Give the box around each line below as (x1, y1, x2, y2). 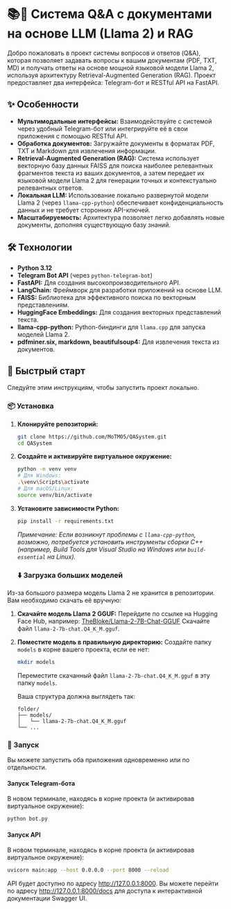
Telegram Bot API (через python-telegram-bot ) (17, 271, 153, 279)
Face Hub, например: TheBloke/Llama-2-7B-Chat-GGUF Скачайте (17, 617, 210, 625)
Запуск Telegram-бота (7, 779, 76, 787)
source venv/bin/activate (17, 491, 92, 498)
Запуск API (7, 830, 41, 839)
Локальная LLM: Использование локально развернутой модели (17, 191, 209, 199)
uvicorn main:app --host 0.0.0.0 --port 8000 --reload (7, 867, 169, 874)
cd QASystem (17, 440, 52, 447)
